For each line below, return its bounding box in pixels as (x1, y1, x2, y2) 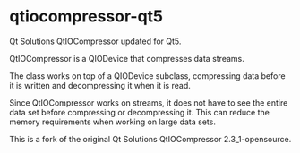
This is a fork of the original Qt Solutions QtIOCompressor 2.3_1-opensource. (9, 133, 292, 144)
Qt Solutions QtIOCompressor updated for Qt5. (9, 36, 182, 47)
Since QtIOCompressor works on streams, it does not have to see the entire (9, 97, 288, 108)
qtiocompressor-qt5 (9, 6, 164, 27)
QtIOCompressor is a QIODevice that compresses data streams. (9, 53, 244, 64)
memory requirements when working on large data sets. (9, 116, 217, 127)
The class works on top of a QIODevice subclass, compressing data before (9, 70, 286, 81)
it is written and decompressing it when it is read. (9, 80, 191, 90)
